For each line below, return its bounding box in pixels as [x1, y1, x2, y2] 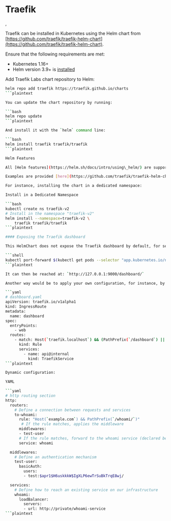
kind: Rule [18, 342, 42, 347]
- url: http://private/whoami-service [23, 506, 106, 511]
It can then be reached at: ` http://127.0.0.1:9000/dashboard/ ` [5, 271, 145, 277]
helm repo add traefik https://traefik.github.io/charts [5, 86, 129, 91]
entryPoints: [10, 323, 38, 328]
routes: [10, 333, 26, 338]
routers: [10, 402, 28, 408]
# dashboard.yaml [5, 294, 42, 300]
